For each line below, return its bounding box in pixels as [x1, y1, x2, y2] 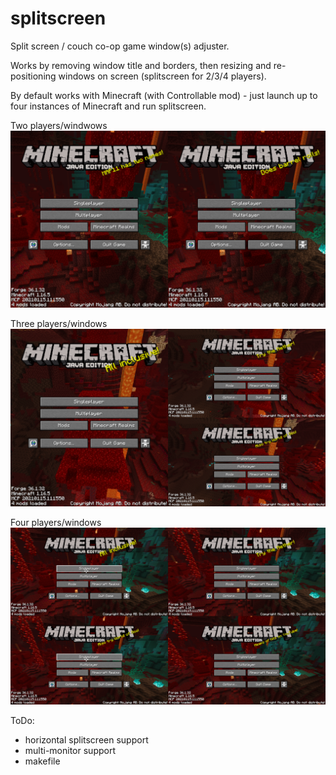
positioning [10, 70, 57, 82]
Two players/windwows [10, 119, 108, 131]
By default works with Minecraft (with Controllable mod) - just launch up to [10, 89, 318, 101]
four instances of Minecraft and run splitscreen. [10, 100, 207, 112]
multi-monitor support [24, 745, 116, 757]
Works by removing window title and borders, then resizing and [10, 59, 272, 71]
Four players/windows [10, 516, 102, 528]
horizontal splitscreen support [24, 734, 149, 746]
